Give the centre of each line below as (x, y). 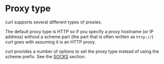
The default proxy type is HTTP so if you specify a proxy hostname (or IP (80, 31)
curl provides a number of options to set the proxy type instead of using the (82, 51)
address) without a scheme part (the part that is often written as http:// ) (80, 37)
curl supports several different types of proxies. (54, 22)
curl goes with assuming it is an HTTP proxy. (51, 42)
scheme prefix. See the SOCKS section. (45, 56)
